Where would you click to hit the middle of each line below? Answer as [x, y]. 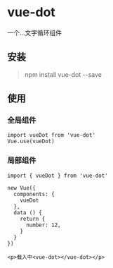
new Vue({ [22, 188]
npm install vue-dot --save [63, 74]
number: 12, [43, 225]
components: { [34, 194]
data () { [28, 212]
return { [33, 219]
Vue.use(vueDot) [31, 142]
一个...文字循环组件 [35, 32]
